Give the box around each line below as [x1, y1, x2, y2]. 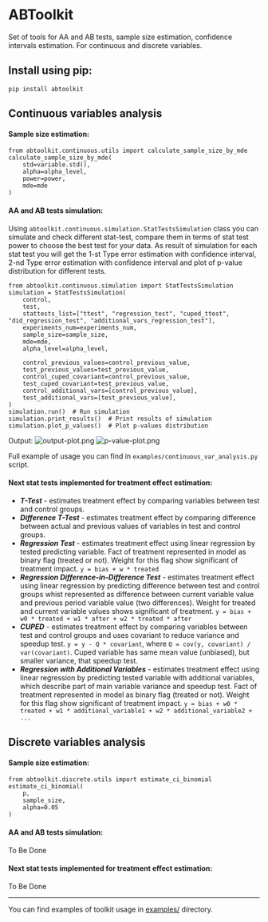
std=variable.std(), [22, 161, 91, 169]
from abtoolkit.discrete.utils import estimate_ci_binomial [8, 776, 213, 784]
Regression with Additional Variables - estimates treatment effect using [19, 664, 260, 674]
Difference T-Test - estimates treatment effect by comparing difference [19, 512, 257, 522]
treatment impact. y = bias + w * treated [19, 563, 160, 573]
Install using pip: [8, 64, 93, 78]
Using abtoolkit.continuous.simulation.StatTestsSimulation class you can [8, 223, 259, 233]
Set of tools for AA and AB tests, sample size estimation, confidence [8, 32, 233, 42]
